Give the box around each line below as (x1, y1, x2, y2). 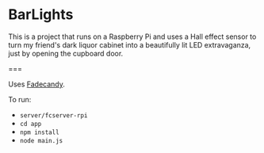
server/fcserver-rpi (19, 111, 88, 120)
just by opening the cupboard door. (8, 48, 124, 58)
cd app (19, 120, 42, 128)
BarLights (8, 6, 74, 24)
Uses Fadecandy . (8, 79, 66, 89)
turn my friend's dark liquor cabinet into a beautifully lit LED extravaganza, (8, 40, 251, 49)
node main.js (19, 136, 63, 144)
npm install (19, 128, 59, 136)
